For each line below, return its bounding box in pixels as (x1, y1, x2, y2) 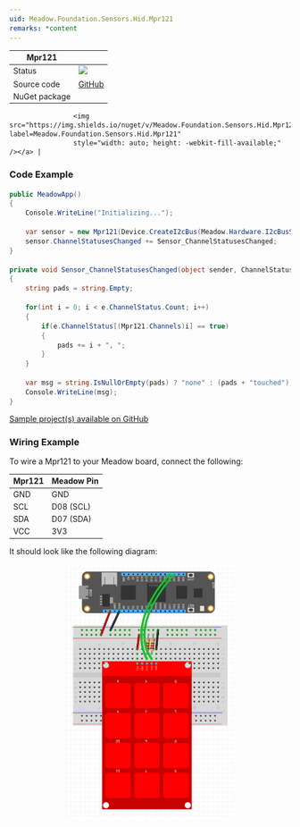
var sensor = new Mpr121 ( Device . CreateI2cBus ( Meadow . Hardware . (25, 228, 266, 237)
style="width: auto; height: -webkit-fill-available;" (72, 139, 281, 148)
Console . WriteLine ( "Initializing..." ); (25, 208, 174, 218)
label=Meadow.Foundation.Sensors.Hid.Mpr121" (9, 130, 181, 139)
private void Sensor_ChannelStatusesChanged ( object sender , (9, 265, 238, 274)
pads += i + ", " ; (56, 341, 126, 350)
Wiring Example (9, 435, 80, 448)
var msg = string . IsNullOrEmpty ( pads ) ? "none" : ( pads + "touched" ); (25, 378, 294, 388)
